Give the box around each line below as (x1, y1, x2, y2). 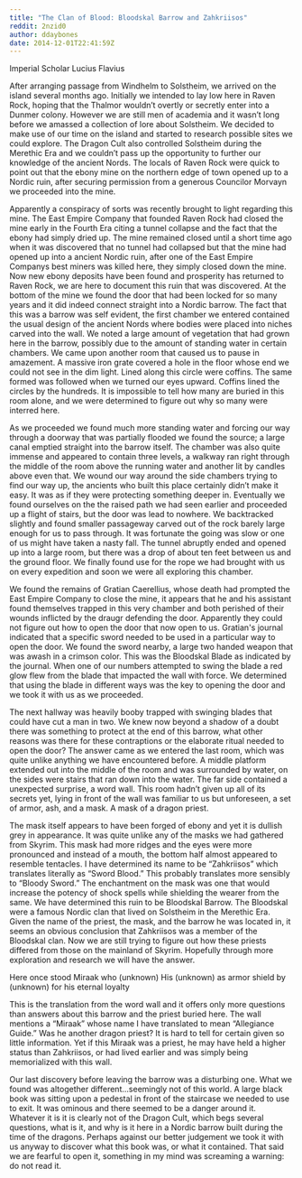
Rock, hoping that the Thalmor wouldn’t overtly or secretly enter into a (9, 100, 270, 111)
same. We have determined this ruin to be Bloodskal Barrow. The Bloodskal (9, 897, 288, 908)
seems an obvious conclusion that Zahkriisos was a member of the (9, 926, 258, 937)
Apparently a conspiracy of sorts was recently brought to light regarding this (9, 204, 293, 215)
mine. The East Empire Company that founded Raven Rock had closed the (9, 213, 284, 224)
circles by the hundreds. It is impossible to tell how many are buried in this (9, 385, 285, 397)
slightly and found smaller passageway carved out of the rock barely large (9, 518, 286, 529)
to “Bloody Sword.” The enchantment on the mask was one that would (9, 877, 270, 889)
